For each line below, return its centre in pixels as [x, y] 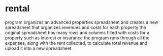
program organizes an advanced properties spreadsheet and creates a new [82, 22]
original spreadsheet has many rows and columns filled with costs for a [77, 32]
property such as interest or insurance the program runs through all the [77, 38]
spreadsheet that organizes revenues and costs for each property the [76, 27]
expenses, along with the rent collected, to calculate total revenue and [76, 43]
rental [17, 9]
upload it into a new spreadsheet [38, 48]
